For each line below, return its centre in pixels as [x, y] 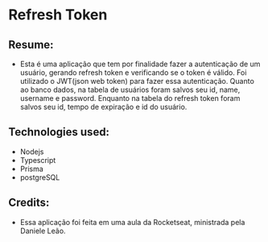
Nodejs [32, 152]
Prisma [32, 169]
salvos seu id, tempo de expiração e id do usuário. [103, 107]
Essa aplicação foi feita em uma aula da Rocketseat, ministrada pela [132, 222]
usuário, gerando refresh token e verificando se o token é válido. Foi [133, 73]
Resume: [31, 45]
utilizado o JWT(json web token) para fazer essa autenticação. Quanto [137, 81]
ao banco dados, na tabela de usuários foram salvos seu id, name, [130, 90]
